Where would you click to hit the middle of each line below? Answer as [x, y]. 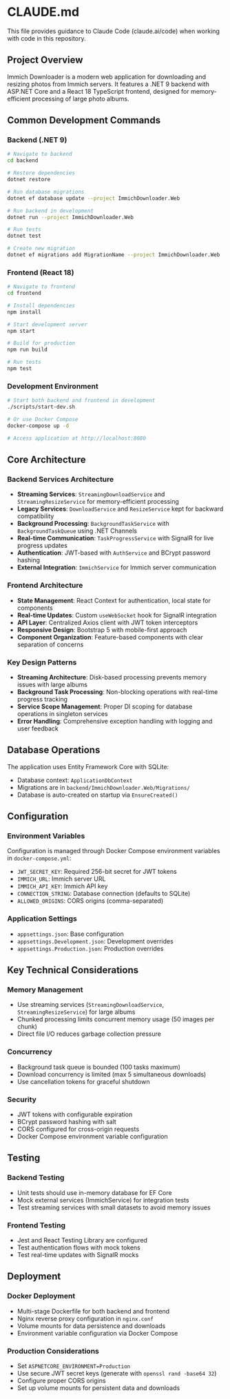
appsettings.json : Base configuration [70, 934]
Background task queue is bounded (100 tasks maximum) [99, 1067]
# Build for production [41, 343]
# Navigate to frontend [41, 287]
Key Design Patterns [42, 662]
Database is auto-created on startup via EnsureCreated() [97, 795]
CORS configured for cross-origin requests [78, 1129]
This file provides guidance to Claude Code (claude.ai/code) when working [114, 31]
